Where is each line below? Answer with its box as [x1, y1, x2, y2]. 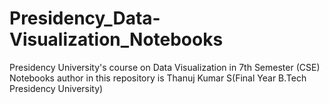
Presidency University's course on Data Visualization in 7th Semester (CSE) [9, 61, 321, 73]
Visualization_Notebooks [9, 28, 224, 51]
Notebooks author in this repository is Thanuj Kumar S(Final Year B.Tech [9, 72, 307, 84]
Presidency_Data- [9, 7, 161, 30]
